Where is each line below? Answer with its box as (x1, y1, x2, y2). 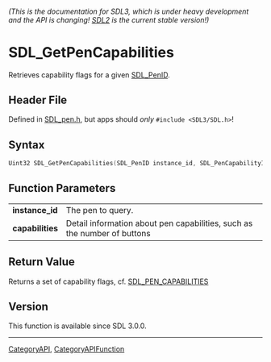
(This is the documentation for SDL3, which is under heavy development (8, 6, 249, 16)
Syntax (8, 138, 45, 152)
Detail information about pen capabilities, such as (65, 218, 253, 229)
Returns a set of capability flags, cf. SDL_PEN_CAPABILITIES (8, 277, 209, 286)
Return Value (8, 255, 75, 269)
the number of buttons (65, 227, 151, 239)
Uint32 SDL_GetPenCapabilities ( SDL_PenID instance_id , (8, 160, 197, 168)
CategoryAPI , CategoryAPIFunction (8, 344, 125, 354)
